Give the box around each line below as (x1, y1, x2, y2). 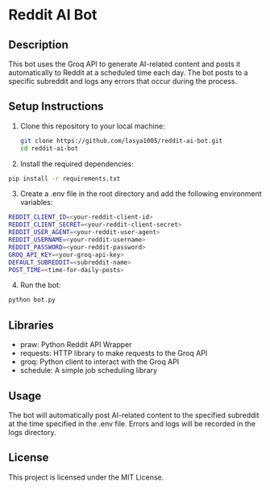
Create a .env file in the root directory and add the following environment (19, 189, 262, 199)
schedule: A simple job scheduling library (19, 366, 158, 375)
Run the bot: (19, 280, 61, 290)
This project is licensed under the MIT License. (8, 472, 164, 482)
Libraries (8, 318, 54, 332)
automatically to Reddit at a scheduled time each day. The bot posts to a (8, 68, 248, 77)
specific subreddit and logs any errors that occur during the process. (8, 77, 238, 86)
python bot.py (8, 296, 56, 304)
